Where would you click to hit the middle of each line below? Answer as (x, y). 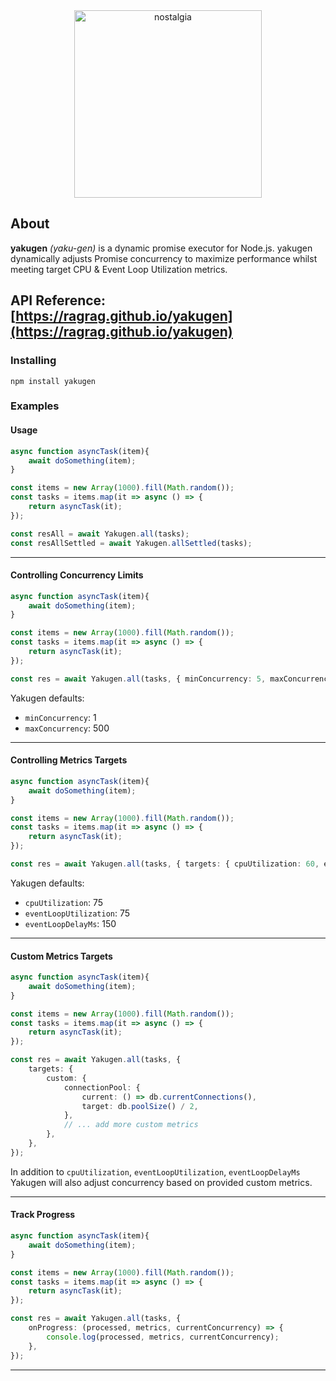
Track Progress (43, 1215)
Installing (33, 361)
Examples (35, 406)
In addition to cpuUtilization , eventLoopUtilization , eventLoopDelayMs (155, 1171)
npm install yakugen (53, 381)
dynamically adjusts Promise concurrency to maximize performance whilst (164, 258)
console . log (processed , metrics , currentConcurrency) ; (163, 1337)
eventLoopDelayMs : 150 (70, 923)
